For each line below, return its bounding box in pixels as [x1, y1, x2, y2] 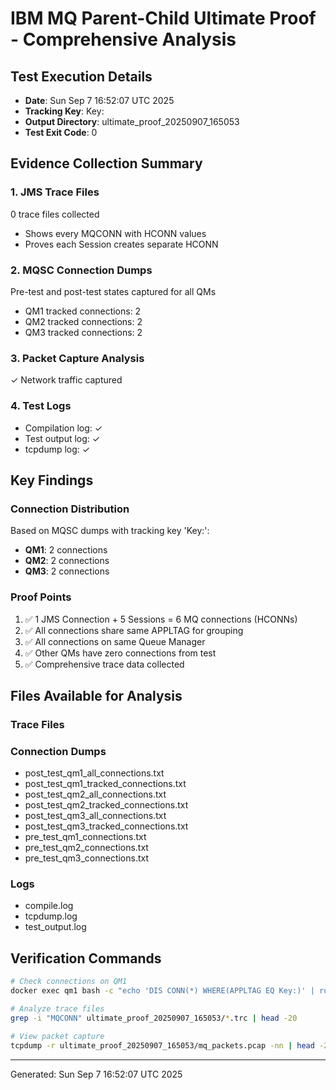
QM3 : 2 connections [24, 565, 110, 577]
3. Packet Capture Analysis [10, 351, 145, 365]
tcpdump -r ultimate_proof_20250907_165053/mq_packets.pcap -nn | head [10, 1040, 315, 1051]
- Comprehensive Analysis [10, 28, 237, 51]
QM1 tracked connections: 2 [24, 305, 142, 317]
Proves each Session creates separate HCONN [24, 238, 219, 250]
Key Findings [10, 472, 94, 489]
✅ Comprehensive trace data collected [24, 658, 185, 670]
